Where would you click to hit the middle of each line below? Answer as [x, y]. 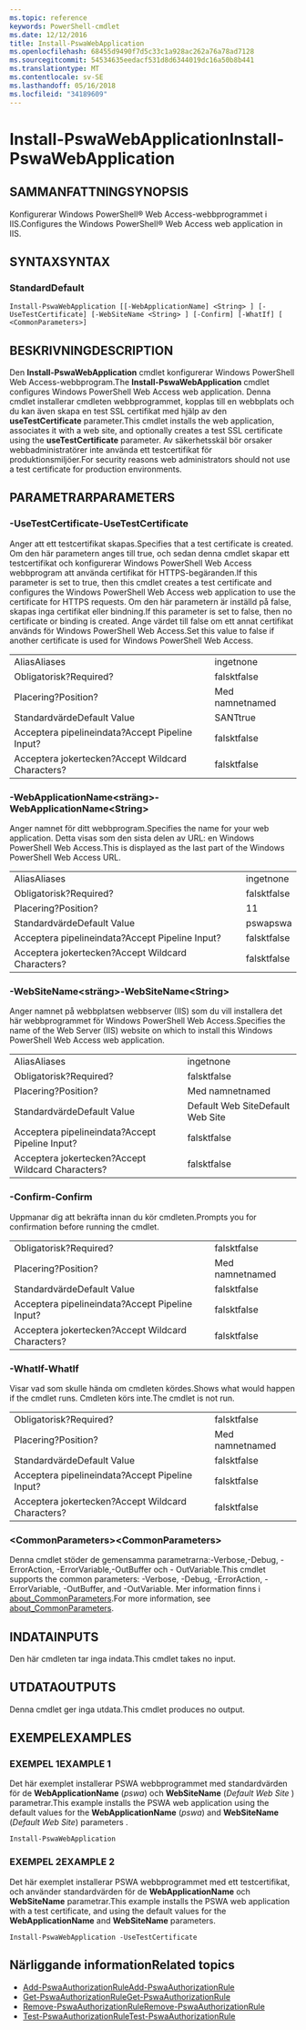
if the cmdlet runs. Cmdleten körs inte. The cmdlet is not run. [122, 1398]
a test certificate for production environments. [96, 469]
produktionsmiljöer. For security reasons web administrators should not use [150, 459]
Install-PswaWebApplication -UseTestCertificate [103, 1937]
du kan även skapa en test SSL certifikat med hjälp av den [118, 411]
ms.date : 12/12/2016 [49, 35]
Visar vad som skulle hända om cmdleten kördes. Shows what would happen [153, 1388]
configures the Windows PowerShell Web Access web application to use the [153, 592]
